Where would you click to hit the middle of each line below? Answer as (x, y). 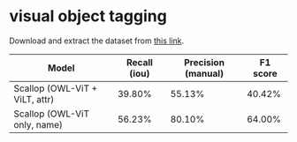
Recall (140, 62)
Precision (205, 62)
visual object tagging (88, 16)
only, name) (38, 124)
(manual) (204, 73)
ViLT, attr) (34, 99)
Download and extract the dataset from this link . (97, 41)
